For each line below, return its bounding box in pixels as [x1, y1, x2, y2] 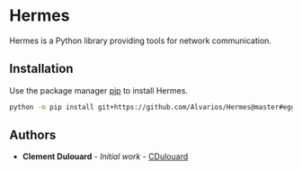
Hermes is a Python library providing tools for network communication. [9, 35, 272, 46]
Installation [9, 61, 74, 76]
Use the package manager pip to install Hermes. [9, 85, 189, 95]
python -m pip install [9, 103, 94, 112]
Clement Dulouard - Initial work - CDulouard [22, 151, 189, 162]
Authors [9, 128, 57, 143]
